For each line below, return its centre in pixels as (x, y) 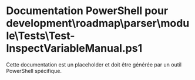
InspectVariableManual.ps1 (74, 49)
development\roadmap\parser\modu (98, 23)
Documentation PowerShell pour (87, 11)
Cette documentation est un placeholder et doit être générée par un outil (94, 64)
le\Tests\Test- (41, 36)
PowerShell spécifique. (34, 71)
